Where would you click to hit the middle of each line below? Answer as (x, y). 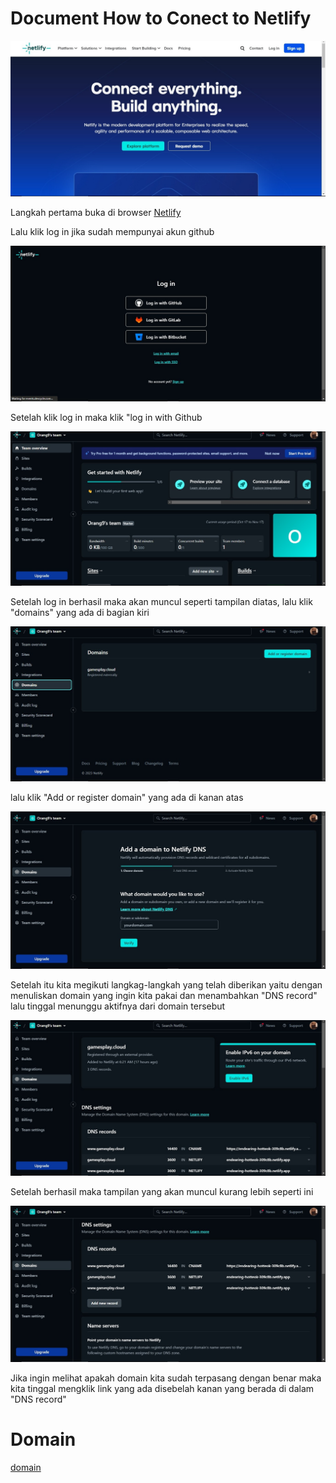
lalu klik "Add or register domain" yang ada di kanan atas (127, 798)
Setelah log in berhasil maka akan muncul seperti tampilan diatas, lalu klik (161, 601)
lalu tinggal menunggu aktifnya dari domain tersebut (118, 1006)
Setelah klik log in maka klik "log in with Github (106, 418)
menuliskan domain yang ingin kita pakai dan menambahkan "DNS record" (164, 995)
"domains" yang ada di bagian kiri (80, 612)
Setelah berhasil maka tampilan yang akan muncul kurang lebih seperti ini (162, 1191)
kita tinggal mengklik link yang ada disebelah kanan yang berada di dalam (162, 1389)
